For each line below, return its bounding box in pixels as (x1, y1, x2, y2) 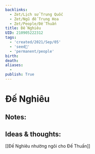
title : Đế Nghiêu (5, 26, 41, 31)
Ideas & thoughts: (5, 130, 61, 138)
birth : (5, 53, 19, 59)
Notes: (5, 113, 26, 122)
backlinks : (5, 7, 28, 12)
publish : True (5, 72, 35, 77)
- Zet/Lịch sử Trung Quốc (9, 12, 64, 17)
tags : (5, 35, 16, 40)
